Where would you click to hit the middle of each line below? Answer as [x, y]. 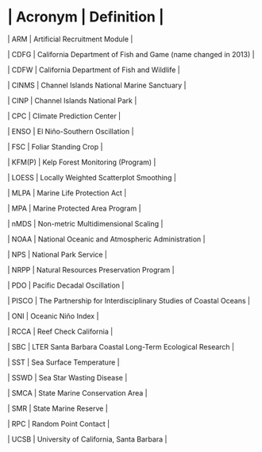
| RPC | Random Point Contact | [59, 423]
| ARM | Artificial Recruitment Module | [70, 39]
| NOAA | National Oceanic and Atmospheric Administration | [106, 239]
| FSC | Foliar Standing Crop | [55, 146]
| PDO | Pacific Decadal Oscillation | [66, 285]
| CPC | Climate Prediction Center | [64, 116]
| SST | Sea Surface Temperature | [64, 362]
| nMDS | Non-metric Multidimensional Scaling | [85, 223]
